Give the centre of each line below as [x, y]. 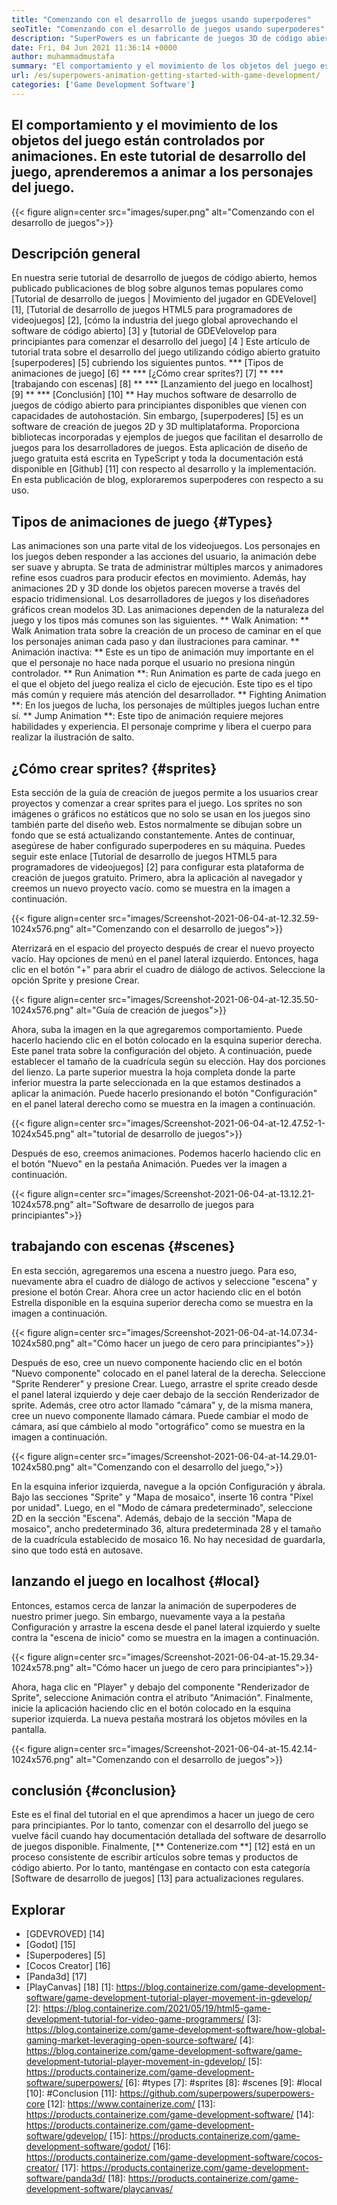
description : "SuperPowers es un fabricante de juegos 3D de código [157, 38]
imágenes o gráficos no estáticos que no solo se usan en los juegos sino [161, 814]
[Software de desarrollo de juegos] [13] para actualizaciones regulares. [157, 1878]
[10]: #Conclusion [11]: [71, 2093]
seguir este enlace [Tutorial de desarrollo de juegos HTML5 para [144, 856]
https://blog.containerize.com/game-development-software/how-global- [175, 2030]
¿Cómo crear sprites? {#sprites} [114, 768]
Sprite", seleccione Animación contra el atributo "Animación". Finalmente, [162, 1697]
